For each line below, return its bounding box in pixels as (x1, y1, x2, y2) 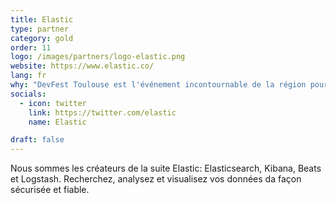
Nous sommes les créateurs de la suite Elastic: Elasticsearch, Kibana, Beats (10, 162, 322, 175)
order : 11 (10, 42, 52, 53)
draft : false (10, 135, 65, 145)
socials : (10, 89, 47, 99)
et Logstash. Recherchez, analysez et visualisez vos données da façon (10, 173, 302, 185)
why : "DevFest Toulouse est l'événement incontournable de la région (10, 80, 307, 90)
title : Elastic (10, 14, 74, 25)
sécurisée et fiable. (10, 184, 90, 196)
